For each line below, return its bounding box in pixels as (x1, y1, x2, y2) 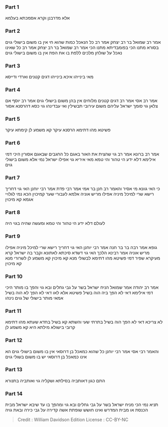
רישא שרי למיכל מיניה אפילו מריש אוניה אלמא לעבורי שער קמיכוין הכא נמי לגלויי (5, 191, 154, 197)
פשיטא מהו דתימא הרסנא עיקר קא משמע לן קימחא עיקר (5, 127, 111, 133)
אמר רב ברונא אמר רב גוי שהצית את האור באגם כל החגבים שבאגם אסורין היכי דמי (5, 151, 159, 157)
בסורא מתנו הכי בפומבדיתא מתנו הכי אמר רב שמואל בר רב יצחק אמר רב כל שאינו (5, 44, 159, 50)
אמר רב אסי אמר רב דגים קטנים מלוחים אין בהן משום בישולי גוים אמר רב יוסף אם (5, 98, 158, 104)
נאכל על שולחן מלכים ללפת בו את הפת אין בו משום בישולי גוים (5, 49, 122, 56)
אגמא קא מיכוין (5, 196, 34, 202)
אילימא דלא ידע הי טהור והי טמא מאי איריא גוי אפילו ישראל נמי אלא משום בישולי (5, 156, 156, 162)
